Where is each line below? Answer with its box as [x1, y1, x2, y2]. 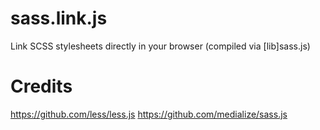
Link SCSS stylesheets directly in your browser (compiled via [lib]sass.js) [10, 40, 311, 52]
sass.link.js [10, 7, 108, 30]
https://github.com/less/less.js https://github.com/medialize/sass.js [10, 108, 288, 120]
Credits [10, 75, 73, 98]
